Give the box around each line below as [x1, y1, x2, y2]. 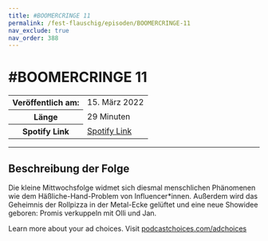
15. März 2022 [87, 97, 144, 108]
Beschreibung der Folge [8, 161, 130, 176]
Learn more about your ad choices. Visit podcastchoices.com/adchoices [8, 224, 247, 233]
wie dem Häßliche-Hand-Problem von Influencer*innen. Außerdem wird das [8, 192, 258, 200]
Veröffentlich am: [12, 97, 80, 109]
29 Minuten [87, 111, 131, 122]
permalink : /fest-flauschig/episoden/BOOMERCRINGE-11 [8, 19, 191, 27]
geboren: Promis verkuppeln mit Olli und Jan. [8, 208, 157, 218]
